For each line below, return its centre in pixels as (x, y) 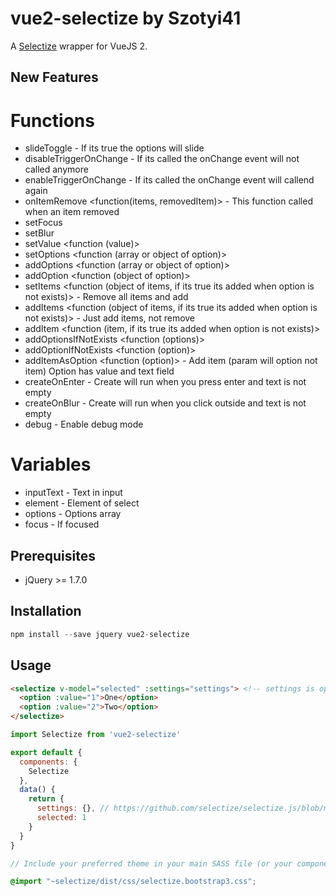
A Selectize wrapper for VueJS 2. (79, 46)
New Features (54, 77)
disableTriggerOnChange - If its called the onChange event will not (162, 159)
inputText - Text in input (73, 493)
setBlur (39, 233)
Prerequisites (53, 555)
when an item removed (72, 212)
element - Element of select (82, 503)
